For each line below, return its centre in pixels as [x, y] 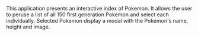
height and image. [28, 27]
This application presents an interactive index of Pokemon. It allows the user [99, 8]
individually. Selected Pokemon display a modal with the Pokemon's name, [97, 21]
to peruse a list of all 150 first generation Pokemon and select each [87, 15]
